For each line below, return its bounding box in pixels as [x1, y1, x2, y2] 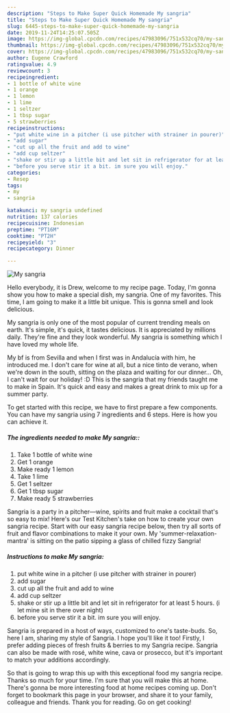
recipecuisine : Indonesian [7, 220, 84, 227]
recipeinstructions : [7, 125, 66, 132]
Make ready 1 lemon [16, 465, 74, 473]
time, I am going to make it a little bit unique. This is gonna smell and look [7, 298, 214, 306]
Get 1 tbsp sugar [16, 487, 64, 495]
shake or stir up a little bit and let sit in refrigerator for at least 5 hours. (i [16, 599, 220, 607]
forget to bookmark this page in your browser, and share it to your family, [7, 691, 214, 699]
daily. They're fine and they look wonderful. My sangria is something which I [7, 333, 222, 341]
